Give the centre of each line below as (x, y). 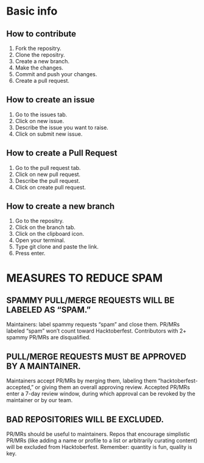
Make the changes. (39, 68)
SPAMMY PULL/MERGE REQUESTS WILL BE (90, 301)
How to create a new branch (61, 206)
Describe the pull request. (47, 180)
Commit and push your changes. (56, 74)
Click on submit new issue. (49, 134)
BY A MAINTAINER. (44, 366)
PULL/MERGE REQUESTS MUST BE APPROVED (97, 357)
